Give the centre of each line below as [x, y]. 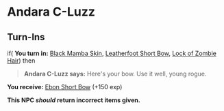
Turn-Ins [26, 37]
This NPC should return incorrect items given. [74, 100]
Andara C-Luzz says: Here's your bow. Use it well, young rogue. [115, 74]
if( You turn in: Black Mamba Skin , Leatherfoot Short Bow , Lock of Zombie [112, 53]
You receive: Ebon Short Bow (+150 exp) [65, 87]
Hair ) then [21, 61]
